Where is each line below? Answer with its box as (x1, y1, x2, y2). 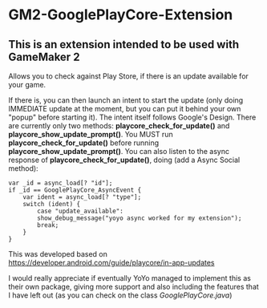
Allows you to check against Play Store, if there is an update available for (8, 71, 249, 81)
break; (37, 221, 59, 229)
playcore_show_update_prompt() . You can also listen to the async (8, 147, 230, 156)
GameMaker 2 (8, 50, 80, 63)
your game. (8, 80, 47, 89)
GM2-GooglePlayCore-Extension (8, 6, 233, 24)
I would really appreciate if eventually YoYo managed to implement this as (8, 274, 251, 282)
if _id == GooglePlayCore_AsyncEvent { (8, 186, 142, 194)
